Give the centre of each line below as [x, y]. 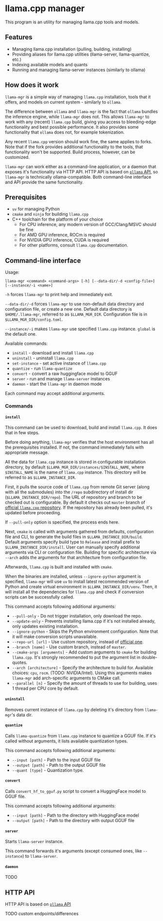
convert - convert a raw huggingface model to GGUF [65, 374]
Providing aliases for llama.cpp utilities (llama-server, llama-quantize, [81, 54]
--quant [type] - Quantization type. [48, 770]
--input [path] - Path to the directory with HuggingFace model [75, 815]
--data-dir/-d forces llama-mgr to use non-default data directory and [74, 304]
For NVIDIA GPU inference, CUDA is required [64, 240]
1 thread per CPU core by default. [45, 688]
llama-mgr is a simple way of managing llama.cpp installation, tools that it [78, 97]
